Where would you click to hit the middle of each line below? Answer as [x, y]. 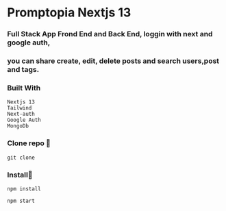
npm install [24, 189]
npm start [21, 201]
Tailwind [20, 108]
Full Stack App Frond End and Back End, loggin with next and [110, 34]
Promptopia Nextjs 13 [69, 13]
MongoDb [18, 126]
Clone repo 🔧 [29, 143]
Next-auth [21, 114]
